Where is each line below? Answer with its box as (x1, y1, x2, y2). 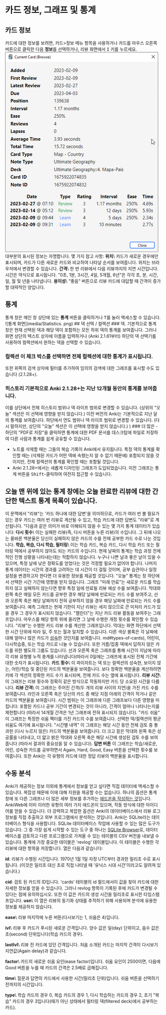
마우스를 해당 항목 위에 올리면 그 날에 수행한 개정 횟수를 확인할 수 (23, 616, 149, 622)
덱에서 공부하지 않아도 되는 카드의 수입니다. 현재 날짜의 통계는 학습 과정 (14, 548, 152, 554)
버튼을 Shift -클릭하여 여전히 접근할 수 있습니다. (17, 471, 112, 477)
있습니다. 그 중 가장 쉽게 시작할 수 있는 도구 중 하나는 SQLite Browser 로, (5, 827, 145, 833)
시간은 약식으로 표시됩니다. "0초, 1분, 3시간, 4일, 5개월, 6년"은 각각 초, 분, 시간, (5, 272, 159, 277)
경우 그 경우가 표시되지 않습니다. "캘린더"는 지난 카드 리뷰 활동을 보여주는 (10, 610, 152, 616)
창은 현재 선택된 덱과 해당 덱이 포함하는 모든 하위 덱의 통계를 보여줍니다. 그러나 (5, 327, 157, 333)
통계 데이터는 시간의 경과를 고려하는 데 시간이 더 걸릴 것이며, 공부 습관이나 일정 (5, 566, 157, 572)
